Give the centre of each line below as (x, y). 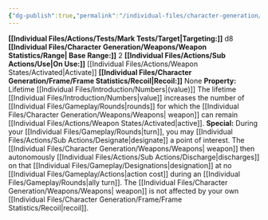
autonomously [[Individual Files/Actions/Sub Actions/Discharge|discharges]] (134, 157)
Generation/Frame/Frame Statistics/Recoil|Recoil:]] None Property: (122, 81)
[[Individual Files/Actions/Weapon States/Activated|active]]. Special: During (133, 123)
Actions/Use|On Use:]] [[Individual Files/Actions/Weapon (103, 64)
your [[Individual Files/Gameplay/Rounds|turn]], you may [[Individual (120, 132)
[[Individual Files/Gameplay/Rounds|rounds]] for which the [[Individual (124, 106)
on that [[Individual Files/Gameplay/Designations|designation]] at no (120, 165)
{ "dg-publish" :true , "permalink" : (64, 16)
